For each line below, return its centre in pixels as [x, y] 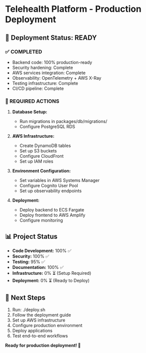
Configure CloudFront [42, 156]
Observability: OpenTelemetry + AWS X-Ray [57, 78]
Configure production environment [47, 325]
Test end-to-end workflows [40, 336]
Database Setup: [30, 112]
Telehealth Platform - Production [73, 9]
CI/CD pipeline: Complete [38, 88]
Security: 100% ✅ [31, 256]
